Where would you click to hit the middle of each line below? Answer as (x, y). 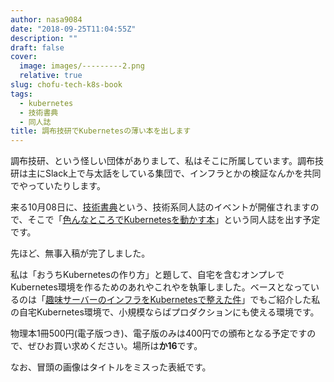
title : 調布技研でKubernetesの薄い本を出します (101, 131)
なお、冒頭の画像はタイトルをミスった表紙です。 (111, 367)
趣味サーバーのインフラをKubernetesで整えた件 (143, 300)
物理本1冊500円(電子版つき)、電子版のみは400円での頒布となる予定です (159, 333)
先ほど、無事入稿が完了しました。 (80, 253)
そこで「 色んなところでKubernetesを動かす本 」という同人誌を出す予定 (174, 220)
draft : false (37, 47)
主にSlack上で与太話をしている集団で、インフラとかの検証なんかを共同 (174, 173)
